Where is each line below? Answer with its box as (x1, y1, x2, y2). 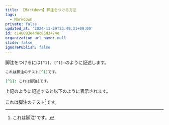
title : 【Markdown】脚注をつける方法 (5, 7, 77, 13)
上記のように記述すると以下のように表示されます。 (5, 88, 111, 94)
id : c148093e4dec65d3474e (5, 31, 59, 36)
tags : (5, 12, 17, 17)
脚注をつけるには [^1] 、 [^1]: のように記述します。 (5, 59, 109, 66)
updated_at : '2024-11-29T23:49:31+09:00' (5, 26, 94, 31)
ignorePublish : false (5, 45, 51, 50)
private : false (5, 21, 37, 27)
